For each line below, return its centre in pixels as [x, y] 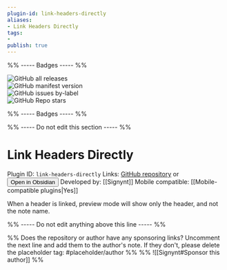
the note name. [29, 211]
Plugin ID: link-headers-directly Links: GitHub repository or [93, 174]
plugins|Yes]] [59, 190]
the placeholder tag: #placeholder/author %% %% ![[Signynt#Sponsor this [113, 252]
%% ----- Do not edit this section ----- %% [69, 127]
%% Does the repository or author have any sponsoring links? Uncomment [113, 238]
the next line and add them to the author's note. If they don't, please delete [113, 245]
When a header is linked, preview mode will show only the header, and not [113, 203]
